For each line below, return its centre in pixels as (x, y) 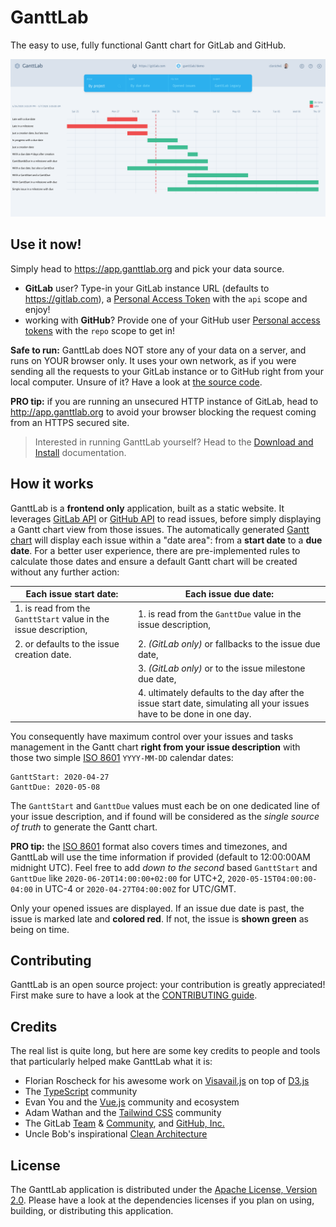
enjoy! (37, 309)
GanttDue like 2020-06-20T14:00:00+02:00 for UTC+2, (118, 878)
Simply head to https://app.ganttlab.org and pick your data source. (147, 268)
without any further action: (65, 572)
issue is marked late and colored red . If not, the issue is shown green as (159, 918)
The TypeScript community (81, 1092)
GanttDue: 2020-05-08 (55, 787)
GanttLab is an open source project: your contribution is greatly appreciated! (168, 985)
